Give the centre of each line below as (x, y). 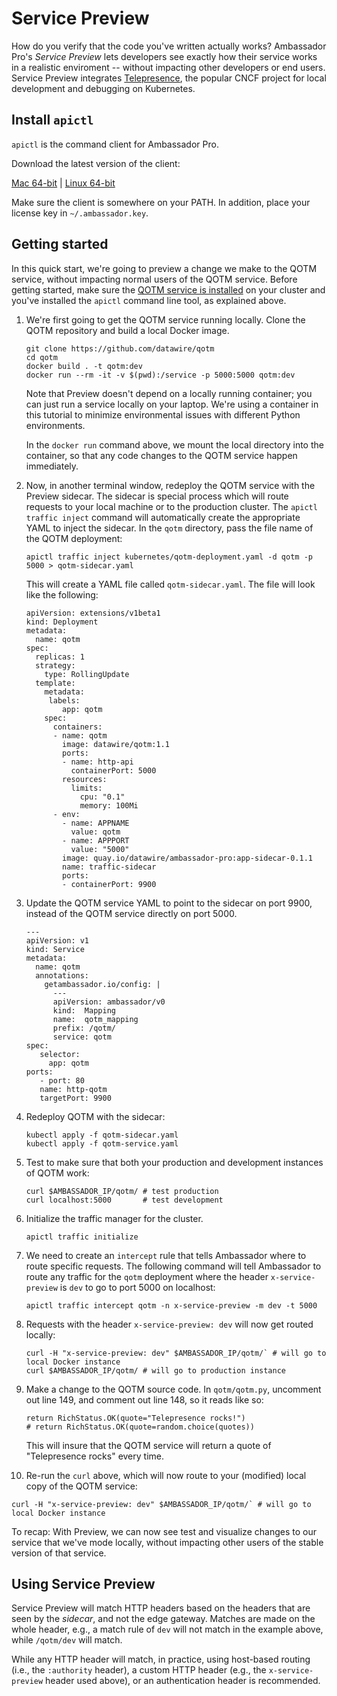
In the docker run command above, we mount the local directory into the (174, 444)
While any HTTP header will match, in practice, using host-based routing (161, 1659)
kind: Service (55, 949)
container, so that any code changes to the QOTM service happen (161, 455)
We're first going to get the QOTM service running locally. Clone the (165, 319)
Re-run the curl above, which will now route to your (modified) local (166, 1475)
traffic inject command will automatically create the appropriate (163, 517)
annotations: (62, 975)
